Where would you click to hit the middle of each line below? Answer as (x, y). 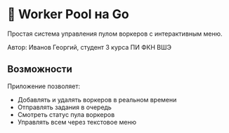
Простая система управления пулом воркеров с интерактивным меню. (115, 34)
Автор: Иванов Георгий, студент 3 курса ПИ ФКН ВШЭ (90, 47)
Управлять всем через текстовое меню (77, 122)
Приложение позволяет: (44, 86)
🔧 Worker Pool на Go (68, 14)
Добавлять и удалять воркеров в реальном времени (97, 99)
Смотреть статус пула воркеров (66, 114)
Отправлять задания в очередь (65, 107)
